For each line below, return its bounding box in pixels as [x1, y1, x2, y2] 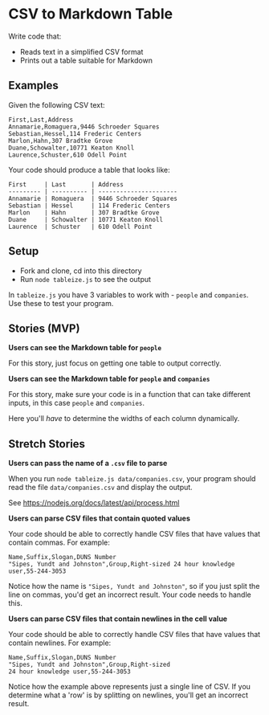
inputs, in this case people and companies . [8, 398, 145, 408]
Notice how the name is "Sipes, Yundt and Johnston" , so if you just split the [8, 582, 260, 591]
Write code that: [8, 31, 62, 41]
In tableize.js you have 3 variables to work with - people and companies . [8, 290, 249, 300]
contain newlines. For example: [8, 638, 112, 648]
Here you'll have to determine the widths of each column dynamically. [8, 414, 240, 423]
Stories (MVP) [8, 321, 80, 335]
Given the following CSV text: [8, 100, 106, 109]
